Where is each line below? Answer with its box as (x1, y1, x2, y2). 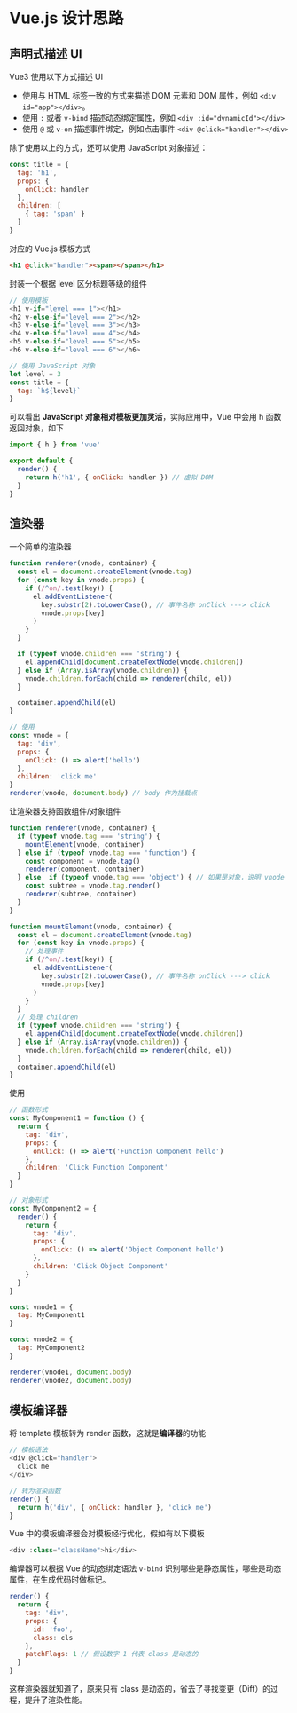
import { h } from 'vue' (9, 440, 101, 449)
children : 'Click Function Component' (25, 1164, 168, 1172)
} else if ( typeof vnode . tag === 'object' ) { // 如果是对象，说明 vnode (17, 873, 285, 882)
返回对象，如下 (9, 422, 64, 433)
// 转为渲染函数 (9, 1486, 61, 1496)
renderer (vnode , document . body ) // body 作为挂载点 (9, 789, 198, 798)
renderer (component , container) (25, 864, 145, 874)
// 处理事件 (25, 947, 64, 956)
